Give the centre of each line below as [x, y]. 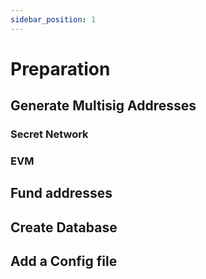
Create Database [64, 227]
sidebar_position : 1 [53, 19]
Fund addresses [61, 193]
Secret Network [49, 134]
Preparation [60, 68]
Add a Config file [64, 261]
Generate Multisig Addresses [103, 106]
